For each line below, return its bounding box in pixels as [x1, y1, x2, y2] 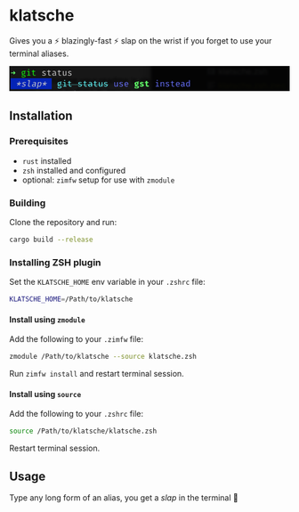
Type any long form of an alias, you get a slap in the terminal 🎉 [9, 492, 238, 503]
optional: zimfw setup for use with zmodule [21, 175, 175, 185]
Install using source [9, 388, 82, 399]
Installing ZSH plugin [9, 256, 101, 268]
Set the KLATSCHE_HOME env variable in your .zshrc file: [9, 277, 206, 288]
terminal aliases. [9, 48, 69, 59]
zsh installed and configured [21, 165, 126, 175]
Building [9, 197, 46, 209]
